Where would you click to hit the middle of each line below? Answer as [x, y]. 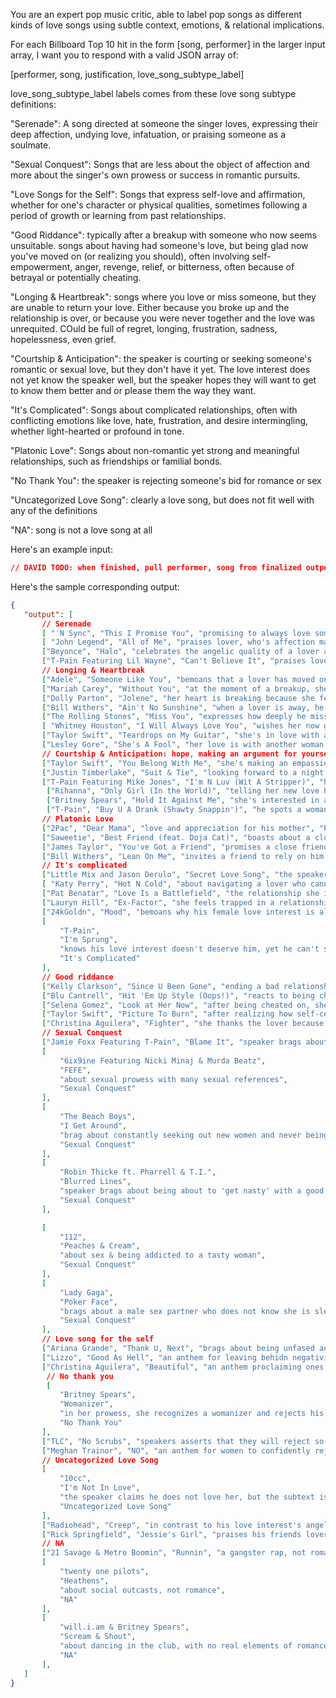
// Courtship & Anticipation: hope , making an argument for [169, 754]
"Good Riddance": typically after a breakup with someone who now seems [164, 235]
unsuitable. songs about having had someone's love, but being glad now [159, 245]
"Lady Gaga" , [86, 1292]
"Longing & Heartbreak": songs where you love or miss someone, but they [163, 297]
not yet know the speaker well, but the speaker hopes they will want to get [163, 380]
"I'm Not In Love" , [100, 1488]
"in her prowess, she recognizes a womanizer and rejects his [192, 1414]
